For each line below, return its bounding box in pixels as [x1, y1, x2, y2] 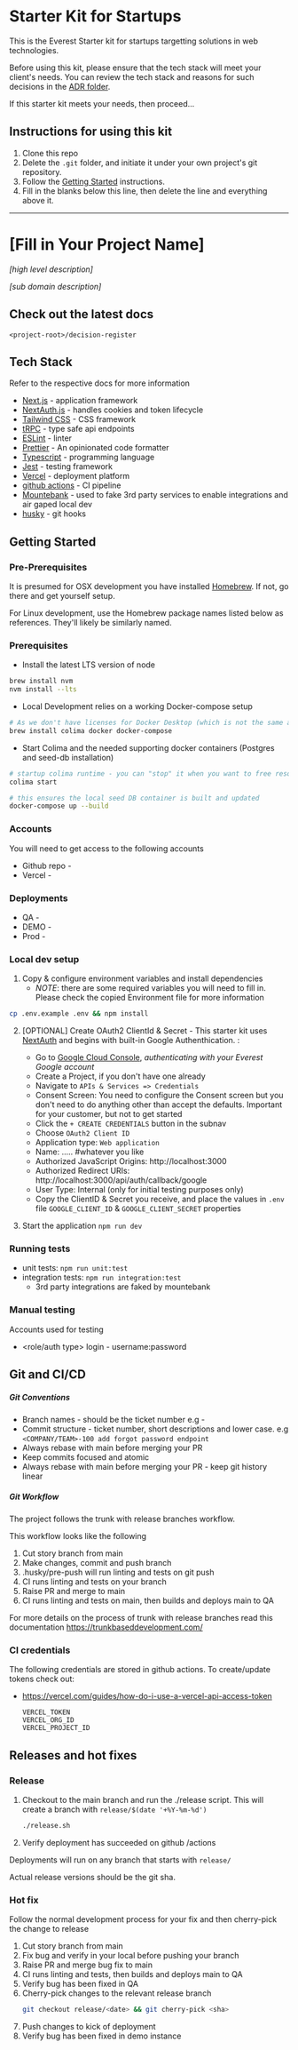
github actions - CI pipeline [21, 480, 122, 491]
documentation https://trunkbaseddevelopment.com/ [9, 1622, 203, 1632]
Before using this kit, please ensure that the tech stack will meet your [9, 62, 262, 73]
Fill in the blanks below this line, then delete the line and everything [21, 185, 268, 196]
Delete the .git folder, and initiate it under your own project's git [21, 157, 258, 168]
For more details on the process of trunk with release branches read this [9, 1612, 273, 1623]
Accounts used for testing [9, 1324, 104, 1335]
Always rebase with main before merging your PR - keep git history [21, 1462, 268, 1472]
